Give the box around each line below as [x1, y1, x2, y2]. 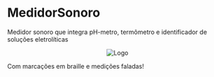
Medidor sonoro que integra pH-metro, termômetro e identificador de [7, 28, 208, 36]
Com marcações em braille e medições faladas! [7, 62, 145, 70]
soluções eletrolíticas [7, 35, 69, 43]
